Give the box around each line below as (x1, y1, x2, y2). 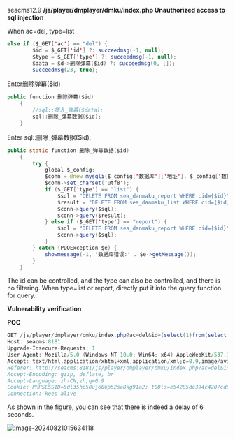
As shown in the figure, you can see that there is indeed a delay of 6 (7, 403, 204, 411)
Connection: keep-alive (7, 390, 77, 397)
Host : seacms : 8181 (7, 338, 61, 345)
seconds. (7, 410, 34, 419)
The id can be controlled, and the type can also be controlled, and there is (7, 276, 220, 285)
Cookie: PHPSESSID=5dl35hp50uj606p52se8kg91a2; (7, 384, 149, 391)
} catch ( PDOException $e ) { (32, 244, 117, 251)
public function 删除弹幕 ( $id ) (7, 94, 94, 101)
